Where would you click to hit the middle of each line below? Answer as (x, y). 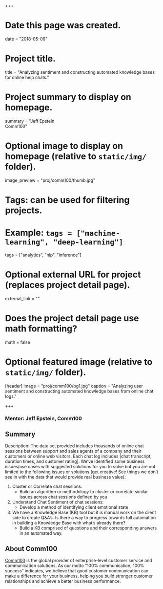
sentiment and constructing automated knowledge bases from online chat (79, 391)
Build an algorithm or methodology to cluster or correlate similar (83, 492)
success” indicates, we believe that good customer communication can (77, 571)
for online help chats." (27, 77)
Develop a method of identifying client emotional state (74, 507)
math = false (18, 342)
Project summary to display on (68, 97)
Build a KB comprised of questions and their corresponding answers (88, 528)
